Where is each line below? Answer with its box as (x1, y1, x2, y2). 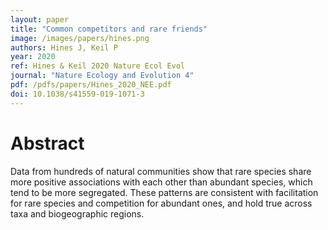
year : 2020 (10, 52, 56, 62)
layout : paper (10, 14, 70, 25)
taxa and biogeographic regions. (10, 207, 145, 220)
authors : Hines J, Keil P (10, 42, 118, 53)
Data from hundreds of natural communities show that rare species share (10, 165, 312, 177)
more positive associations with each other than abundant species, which (10, 176, 313, 188)
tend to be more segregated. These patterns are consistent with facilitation (10, 186, 319, 198)
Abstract (10, 132, 85, 155)
